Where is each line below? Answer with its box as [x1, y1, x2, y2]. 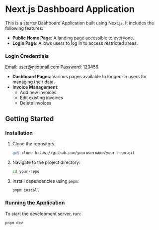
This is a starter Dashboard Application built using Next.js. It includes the [5, 20, 154, 26]
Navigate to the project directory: [12, 159, 80, 165]
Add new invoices [19, 90, 57, 96]
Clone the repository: [12, 140, 56, 146]
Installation [5, 129, 33, 136]
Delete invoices [19, 100, 52, 106]
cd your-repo [12, 169, 40, 174]
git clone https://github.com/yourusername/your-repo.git [12, 150, 135, 155]
